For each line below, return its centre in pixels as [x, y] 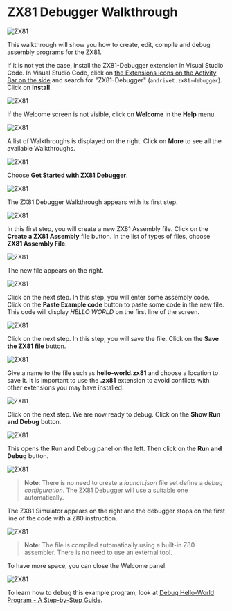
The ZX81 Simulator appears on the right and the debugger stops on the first [116, 511]
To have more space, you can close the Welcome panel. [87, 565]
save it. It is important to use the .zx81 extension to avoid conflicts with [108, 380]
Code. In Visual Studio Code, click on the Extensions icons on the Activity [112, 73]
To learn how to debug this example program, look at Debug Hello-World [111, 592]
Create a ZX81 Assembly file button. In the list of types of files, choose [109, 236]
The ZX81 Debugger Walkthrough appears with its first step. [92, 202]
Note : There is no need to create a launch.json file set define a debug [123, 482]
